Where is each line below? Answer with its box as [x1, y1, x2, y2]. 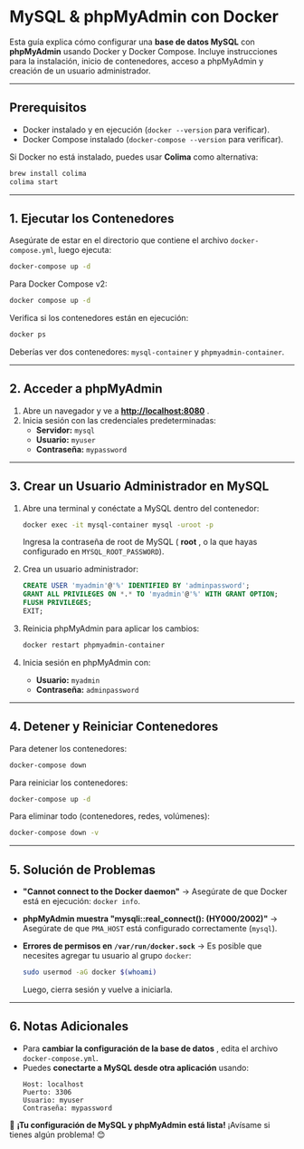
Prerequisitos [9, 100, 88, 115]
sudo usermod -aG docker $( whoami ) [22, 968, 157, 977]
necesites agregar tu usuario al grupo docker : [22, 950, 192, 961]
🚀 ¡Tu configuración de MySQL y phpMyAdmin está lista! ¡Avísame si [9, 1119, 271, 1130]
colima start [9, 177, 59, 187]
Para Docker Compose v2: [9, 278, 108, 289]
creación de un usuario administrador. [9, 65, 151, 76]
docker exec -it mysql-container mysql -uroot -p [22, 520, 214, 530]
